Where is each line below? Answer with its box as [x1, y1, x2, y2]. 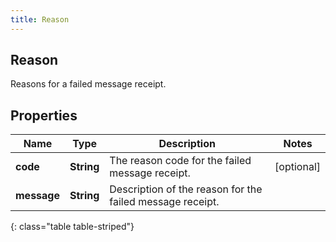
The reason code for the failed [109, 154, 252, 168]
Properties [10, 107, 78, 124]
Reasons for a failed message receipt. [10, 78, 167, 90]
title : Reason [10, 14, 70, 25]
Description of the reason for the [109, 182, 263, 196]
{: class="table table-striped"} [10, 221, 135, 233]
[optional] [274, 160, 321, 174]
